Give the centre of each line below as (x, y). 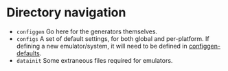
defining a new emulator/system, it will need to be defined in (102, 46)
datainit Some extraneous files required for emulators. (94, 60)
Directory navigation (66, 13)
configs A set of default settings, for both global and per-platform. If (113, 38)
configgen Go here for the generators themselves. (87, 31)
